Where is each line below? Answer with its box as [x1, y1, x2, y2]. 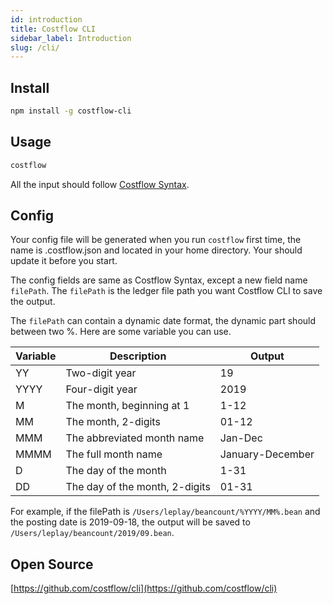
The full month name [65, 447, 163, 461]
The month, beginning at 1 [65, 399, 190, 413]
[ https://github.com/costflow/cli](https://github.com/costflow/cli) [10, 582, 278, 595]
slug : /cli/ [10, 42, 60, 53]
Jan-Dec [219, 431, 263, 445]
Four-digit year [65, 382, 138, 396]
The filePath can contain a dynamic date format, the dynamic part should [10, 315, 317, 327]
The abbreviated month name [65, 431, 205, 445]
